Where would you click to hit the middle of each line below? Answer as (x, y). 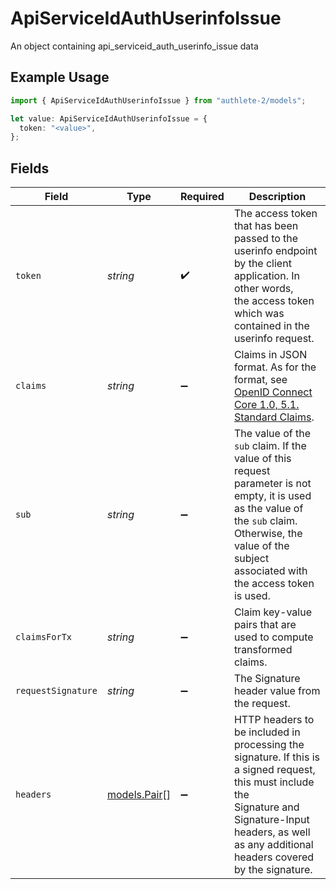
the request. (262, 704)
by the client (262, 264)
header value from (277, 691)
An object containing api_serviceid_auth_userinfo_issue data (134, 46)
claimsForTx (44, 637)
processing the (269, 745)
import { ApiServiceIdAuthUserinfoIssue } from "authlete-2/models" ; (158, 100)
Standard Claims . (274, 417)
